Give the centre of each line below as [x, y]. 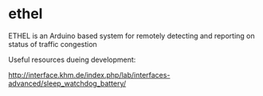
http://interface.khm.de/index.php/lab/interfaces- [89, 75]
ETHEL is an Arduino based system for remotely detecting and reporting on [131, 36]
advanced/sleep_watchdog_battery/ [67, 83]
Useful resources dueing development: [72, 60]
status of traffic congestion [53, 44]
